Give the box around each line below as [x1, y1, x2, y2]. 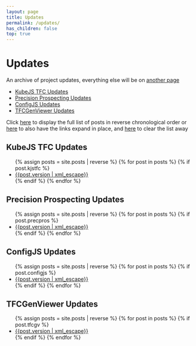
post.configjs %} [14, 269, 57, 276]
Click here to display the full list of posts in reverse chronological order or [6, 119, 187, 126]
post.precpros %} [14, 216, 59, 224]
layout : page [6, 8, 39, 15]
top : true [6, 31, 31, 37]
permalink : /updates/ [6, 20, 60, 26]
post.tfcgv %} [14, 321, 49, 329]
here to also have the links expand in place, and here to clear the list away [6, 125, 188, 132]
